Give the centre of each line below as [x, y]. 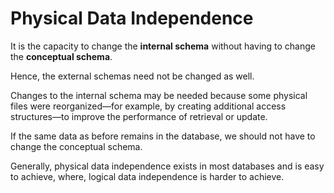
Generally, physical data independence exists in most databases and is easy [167, 166]
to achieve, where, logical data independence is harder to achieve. [147, 176]
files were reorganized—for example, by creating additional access [148, 106]
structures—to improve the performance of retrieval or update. [139, 116]
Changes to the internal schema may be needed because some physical [159, 95]
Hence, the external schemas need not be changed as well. [132, 76]
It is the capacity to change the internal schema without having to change [163, 46]
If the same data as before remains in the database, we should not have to [163, 136]
